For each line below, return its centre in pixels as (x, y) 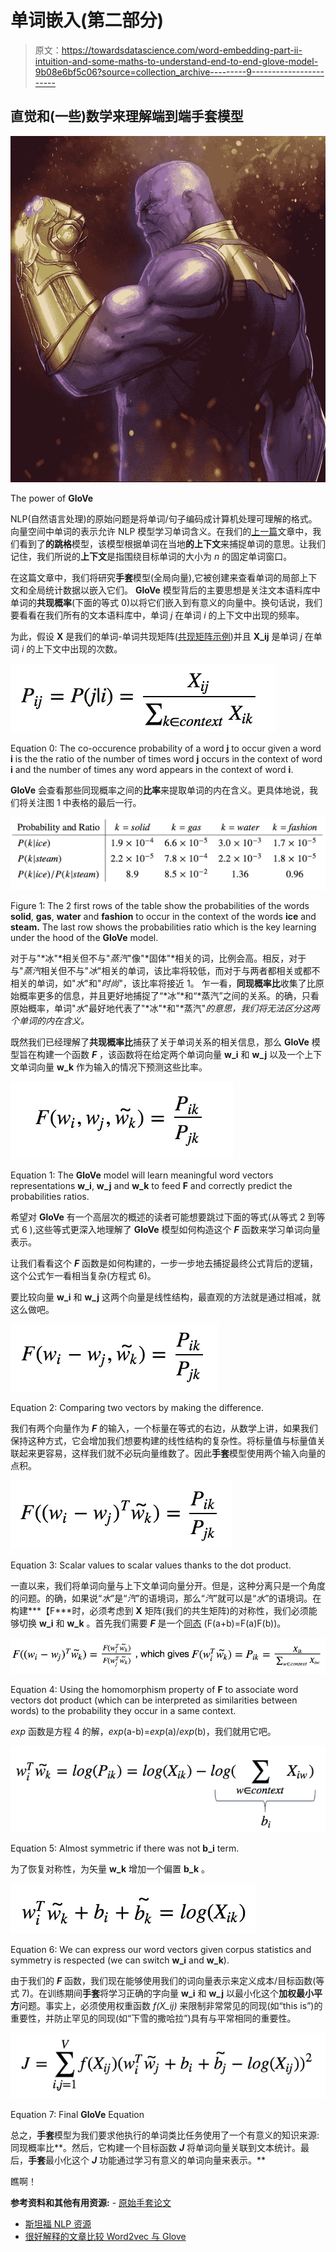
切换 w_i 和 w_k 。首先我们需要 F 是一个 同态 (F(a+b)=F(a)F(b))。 (152, 1623)
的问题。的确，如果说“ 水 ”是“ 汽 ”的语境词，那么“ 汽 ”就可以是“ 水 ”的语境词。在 (166, 1598)
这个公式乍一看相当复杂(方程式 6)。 (83, 1275)
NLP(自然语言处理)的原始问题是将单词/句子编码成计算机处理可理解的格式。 (164, 518)
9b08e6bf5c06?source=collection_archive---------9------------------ (179, 72)
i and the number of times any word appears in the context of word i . (152, 769)
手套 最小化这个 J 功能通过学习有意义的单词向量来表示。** (147, 2160)
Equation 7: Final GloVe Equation (77, 2115)
